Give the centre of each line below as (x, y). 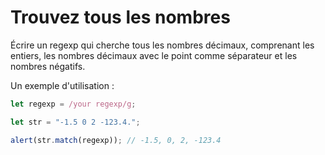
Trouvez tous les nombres (120, 17)
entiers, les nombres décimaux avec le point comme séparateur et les (154, 55)
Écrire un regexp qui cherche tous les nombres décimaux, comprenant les (162, 45)
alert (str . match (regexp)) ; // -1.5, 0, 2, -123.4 (116, 140)
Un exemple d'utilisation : (62, 85)
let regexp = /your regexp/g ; (73, 104)
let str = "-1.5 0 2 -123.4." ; (75, 122)
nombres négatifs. (48, 66)
